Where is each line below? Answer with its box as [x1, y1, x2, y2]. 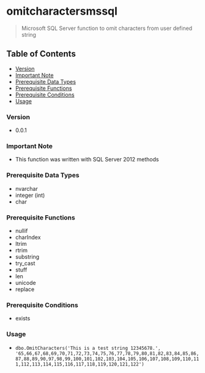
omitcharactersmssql [6, 4, 118, 18]
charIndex [15, 234, 41, 241]
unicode [15, 279, 36, 286]
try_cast [15, 259, 35, 267]
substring [15, 253, 40, 260]
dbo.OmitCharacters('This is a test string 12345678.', [15, 345, 161, 351]
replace [15, 286, 35, 293]
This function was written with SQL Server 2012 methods [15, 156, 159, 163]
